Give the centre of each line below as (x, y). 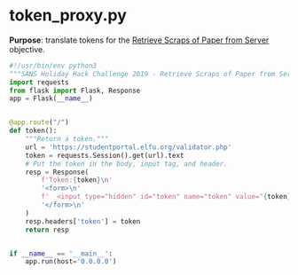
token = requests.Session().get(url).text (105, 155)
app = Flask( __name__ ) (51, 98)
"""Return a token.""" (67, 139)
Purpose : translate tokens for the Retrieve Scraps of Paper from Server (139, 40)
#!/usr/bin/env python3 (53, 66)
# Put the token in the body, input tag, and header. (126, 164)
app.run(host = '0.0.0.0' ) (71, 262)
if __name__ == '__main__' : (61, 254)
